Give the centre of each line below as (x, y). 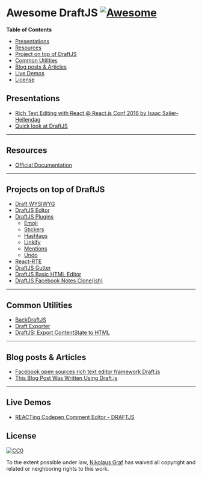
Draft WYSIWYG (35, 204)
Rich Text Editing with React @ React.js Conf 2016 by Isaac (88, 113)
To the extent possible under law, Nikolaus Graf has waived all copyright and (101, 462)
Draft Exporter (32, 326)
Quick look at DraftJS (41, 126)
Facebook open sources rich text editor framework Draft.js (87, 371)
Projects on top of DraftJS (56, 189)
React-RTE (28, 261)
